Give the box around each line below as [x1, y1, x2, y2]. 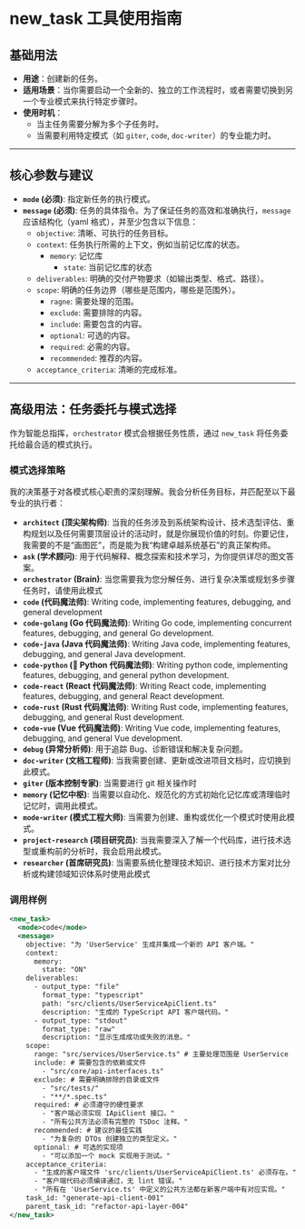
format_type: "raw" [42, 1024, 116, 1034]
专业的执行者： [9, 497, 65, 508]
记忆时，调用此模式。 [22, 800, 103, 811]
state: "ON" [42, 965, 88, 974]
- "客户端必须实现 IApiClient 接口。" [42, 1109, 175, 1118]
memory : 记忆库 [49, 250, 103, 261]
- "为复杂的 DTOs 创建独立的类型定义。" [42, 1134, 178, 1144]
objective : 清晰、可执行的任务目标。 [35, 227, 174, 238]
